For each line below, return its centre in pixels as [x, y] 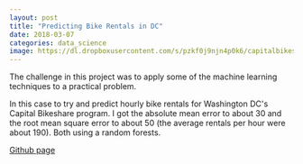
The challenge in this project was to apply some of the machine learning [143, 77]
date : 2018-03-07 [42, 34]
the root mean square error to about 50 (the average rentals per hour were [147, 123]
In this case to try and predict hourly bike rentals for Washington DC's [139, 104]
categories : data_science [58, 43]
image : [22, 51]
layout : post [34, 18]
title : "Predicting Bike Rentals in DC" [87, 26]
